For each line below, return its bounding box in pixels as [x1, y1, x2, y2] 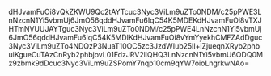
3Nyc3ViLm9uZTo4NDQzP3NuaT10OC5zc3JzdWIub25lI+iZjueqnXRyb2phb [8, 41, 260, 51]
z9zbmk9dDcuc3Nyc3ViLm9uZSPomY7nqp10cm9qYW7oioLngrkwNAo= [8, 58, 249, 68]
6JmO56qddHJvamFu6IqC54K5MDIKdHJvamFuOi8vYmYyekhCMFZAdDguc [8, 32, 263, 42]
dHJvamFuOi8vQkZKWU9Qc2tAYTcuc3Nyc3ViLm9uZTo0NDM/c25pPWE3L [8, 7, 262, 16]
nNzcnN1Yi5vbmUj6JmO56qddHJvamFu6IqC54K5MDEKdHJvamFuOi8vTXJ [8, 15, 262, 25]
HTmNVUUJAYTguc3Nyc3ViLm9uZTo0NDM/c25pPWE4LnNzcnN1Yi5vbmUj [8, 24, 262, 33]
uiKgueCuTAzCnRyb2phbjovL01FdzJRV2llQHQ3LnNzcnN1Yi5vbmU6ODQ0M [8, 50, 264, 59]
